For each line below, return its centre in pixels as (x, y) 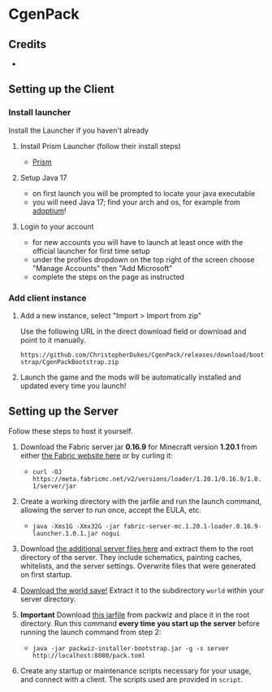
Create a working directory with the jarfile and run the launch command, (141, 501)
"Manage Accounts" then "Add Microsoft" (102, 268)
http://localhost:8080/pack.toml (89, 655)
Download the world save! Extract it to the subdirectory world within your (142, 590)
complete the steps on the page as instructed (108, 277)
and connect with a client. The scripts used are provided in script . (132, 679)
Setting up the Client (62, 89)
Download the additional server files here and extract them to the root (137, 548)
